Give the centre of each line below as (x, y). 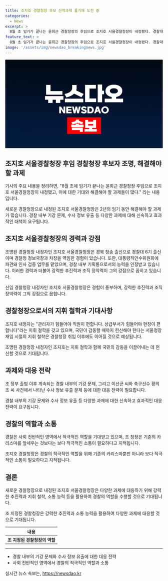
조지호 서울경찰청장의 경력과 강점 (53, 239)
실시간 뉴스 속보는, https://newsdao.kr (43, 573)
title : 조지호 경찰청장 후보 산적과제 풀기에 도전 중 (52, 10)
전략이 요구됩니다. (23, 406)
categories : (17, 16)
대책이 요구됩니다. (32, 221)
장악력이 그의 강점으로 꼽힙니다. (36, 293)
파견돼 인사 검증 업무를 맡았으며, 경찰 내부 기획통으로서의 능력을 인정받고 (76, 264)
